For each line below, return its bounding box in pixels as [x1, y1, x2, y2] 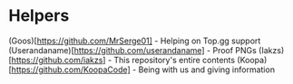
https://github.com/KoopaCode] [11, 64, 131, 75]
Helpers [8, 5, 70, 26]
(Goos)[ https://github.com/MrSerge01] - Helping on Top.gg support [8, 35, 261, 46]
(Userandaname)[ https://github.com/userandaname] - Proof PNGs [8, 44, 258, 55]
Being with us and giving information [138, 64, 276, 75]
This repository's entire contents [113, 54, 236, 65]
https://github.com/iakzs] [11, 54, 106, 65]
